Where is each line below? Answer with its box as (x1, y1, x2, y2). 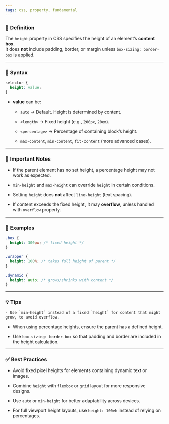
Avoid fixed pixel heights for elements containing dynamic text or (12, 367, 147, 374)
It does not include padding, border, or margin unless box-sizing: (5, 46, 142, 52)
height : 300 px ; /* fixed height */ (10, 240, 84, 245)
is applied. (13, 51, 35, 58)
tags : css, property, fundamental (5, 7, 78, 13)
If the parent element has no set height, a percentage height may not (12, 167, 155, 173)
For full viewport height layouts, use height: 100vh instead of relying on (12, 407, 161, 413)
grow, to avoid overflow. (5, 314, 59, 320)
